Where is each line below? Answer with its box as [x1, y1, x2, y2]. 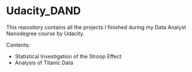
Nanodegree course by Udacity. [6, 30, 85, 37]
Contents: [6, 41, 30, 48]
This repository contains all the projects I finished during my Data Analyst [6, 24, 187, 31]
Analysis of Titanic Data [14, 59, 73, 66]
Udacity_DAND [6, 4, 81, 18]
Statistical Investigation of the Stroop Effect [14, 53, 122, 60]
